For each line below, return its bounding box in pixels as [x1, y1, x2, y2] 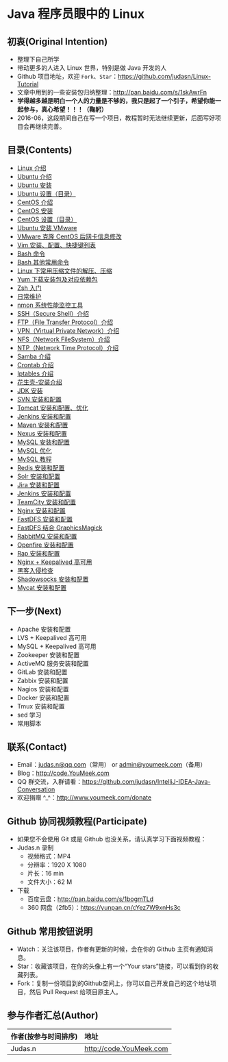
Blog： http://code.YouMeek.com [16, 769, 110, 778]
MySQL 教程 [16, 455, 52, 463]
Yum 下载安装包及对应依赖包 [16, 275, 98, 283]
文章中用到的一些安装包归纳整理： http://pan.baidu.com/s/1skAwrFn [16, 88, 207, 96]
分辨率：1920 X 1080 [27, 861, 87, 869]
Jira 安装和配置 [16, 480, 60, 489]
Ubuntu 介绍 [16, 172, 53, 180]
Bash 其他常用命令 [16, 258, 70, 266]
